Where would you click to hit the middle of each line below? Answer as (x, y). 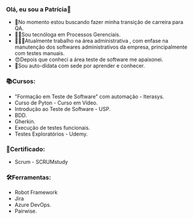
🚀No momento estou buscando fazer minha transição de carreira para (99, 22)
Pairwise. (25, 211)
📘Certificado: (26, 149)
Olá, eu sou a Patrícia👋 (39, 9)
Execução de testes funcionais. (52, 127)
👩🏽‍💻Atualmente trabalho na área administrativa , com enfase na (91, 41)
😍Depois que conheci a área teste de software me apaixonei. (89, 60)
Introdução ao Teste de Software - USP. (63, 109)
